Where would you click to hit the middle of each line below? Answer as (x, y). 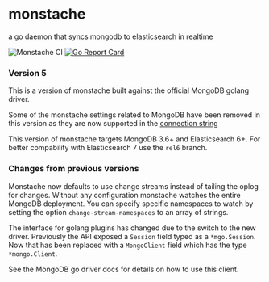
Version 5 (27, 73)
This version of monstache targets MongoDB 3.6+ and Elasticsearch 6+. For (134, 139)
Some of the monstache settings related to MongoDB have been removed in (134, 115)
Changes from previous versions (74, 169)
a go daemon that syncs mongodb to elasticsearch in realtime (111, 36)
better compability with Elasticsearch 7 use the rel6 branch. (108, 148)
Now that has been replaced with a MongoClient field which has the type (128, 245)
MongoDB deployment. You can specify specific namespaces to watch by (131, 204)
